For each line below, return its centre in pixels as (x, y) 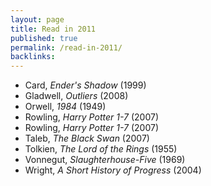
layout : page (37, 19)
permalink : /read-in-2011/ (66, 47)
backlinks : (33, 57)
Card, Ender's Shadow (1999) (85, 85)
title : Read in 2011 (53, 29)
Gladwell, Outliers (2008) (76, 96)
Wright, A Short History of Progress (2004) (113, 170)
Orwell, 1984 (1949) (65, 107)
